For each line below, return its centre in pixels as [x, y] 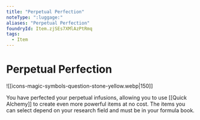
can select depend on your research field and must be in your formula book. [101, 110]
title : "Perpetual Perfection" [45, 12]
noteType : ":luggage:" [35, 17]
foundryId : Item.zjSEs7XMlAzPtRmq [50, 28]
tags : [13, 34]
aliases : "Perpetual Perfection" [48, 23]
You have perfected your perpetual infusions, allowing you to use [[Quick [97, 97]
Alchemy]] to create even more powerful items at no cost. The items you [96, 104]
